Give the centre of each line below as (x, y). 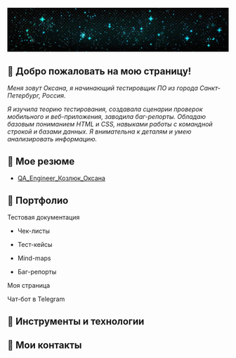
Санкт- (210, 88)
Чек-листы (34, 231)
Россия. (54, 96)
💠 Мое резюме (41, 161)
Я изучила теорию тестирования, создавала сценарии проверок (105, 109)
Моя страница (29, 286)
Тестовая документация (44, 217)
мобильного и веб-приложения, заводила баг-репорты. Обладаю (106, 117)
